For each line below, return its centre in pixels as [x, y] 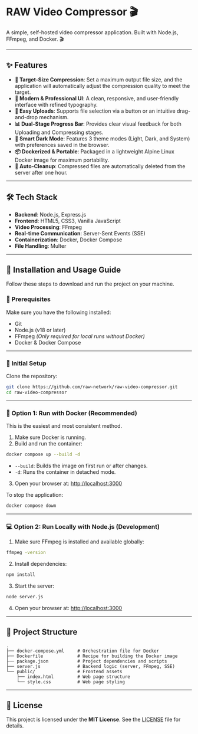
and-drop [26, 117]
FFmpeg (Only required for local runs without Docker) [80, 336]
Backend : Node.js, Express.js [50, 214]
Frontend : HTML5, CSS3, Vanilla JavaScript [67, 221]
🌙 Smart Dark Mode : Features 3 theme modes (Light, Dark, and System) [102, 138]
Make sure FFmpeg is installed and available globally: [79, 542]
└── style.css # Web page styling [71, 682]
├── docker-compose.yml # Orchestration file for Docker [83, 651]
